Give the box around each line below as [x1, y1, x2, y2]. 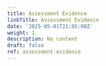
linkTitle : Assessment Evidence [7, 16, 99, 23]
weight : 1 [7, 29, 36, 36]
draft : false [7, 42, 44, 49]
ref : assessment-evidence [7, 49, 81, 56]
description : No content [7, 36, 78, 43]
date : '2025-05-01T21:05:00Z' [7, 23, 94, 30]
